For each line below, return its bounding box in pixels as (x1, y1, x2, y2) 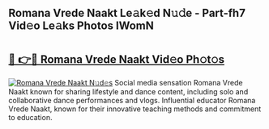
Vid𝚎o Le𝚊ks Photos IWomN (8, 19, 154, 33)
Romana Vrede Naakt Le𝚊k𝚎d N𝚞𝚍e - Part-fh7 (8, 6, 246, 20)
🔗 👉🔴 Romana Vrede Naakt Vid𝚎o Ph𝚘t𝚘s (8, 52, 225, 66)
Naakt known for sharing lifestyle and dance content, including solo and (8, 87, 249, 96)
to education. (8, 113, 53, 122)
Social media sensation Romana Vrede (114, 78, 243, 87)
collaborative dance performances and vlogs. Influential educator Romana (8, 96, 256, 105)
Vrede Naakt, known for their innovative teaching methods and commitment (8, 104, 262, 114)
